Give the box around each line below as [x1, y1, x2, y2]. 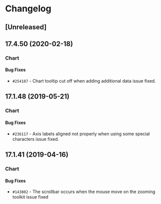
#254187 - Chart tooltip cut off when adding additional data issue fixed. [12, 78, 156, 84]
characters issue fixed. [12, 136, 59, 142]
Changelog [5, 3, 52, 14]
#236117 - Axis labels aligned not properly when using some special [12, 130, 150, 137]
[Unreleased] [5, 23, 47, 31]
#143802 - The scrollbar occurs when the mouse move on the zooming [12, 189, 156, 195]
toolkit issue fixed [12, 194, 49, 200]
